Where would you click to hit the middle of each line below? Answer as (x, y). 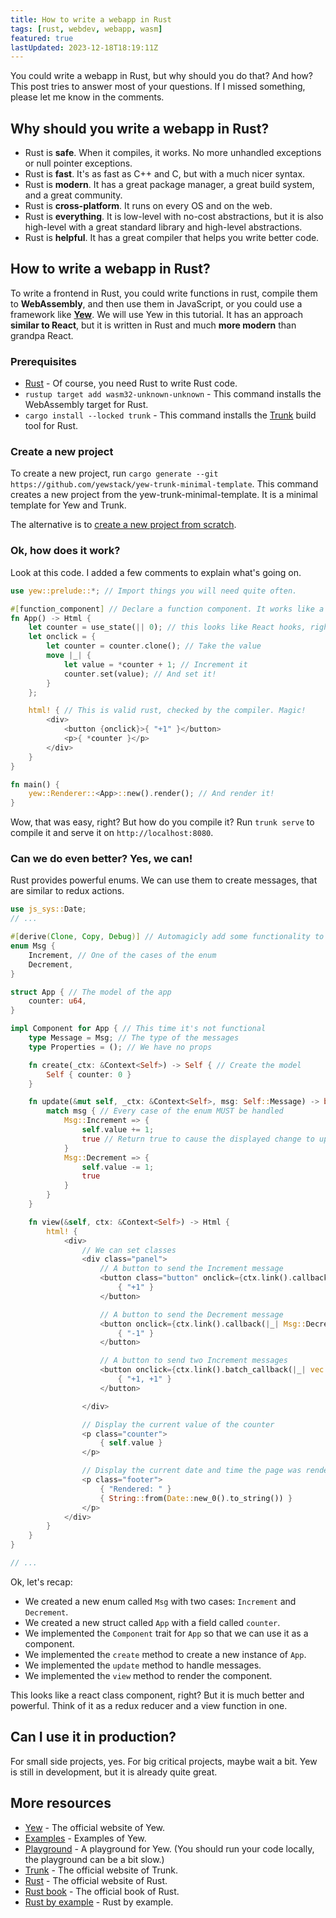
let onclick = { (62, 637)
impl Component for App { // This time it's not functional (138, 1029)
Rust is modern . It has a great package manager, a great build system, (169, 185)
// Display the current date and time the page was (191, 1471)
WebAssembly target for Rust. (86, 405)
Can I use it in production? (93, 1737)
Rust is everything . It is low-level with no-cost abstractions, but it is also (174, 217)
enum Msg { (33, 946)
